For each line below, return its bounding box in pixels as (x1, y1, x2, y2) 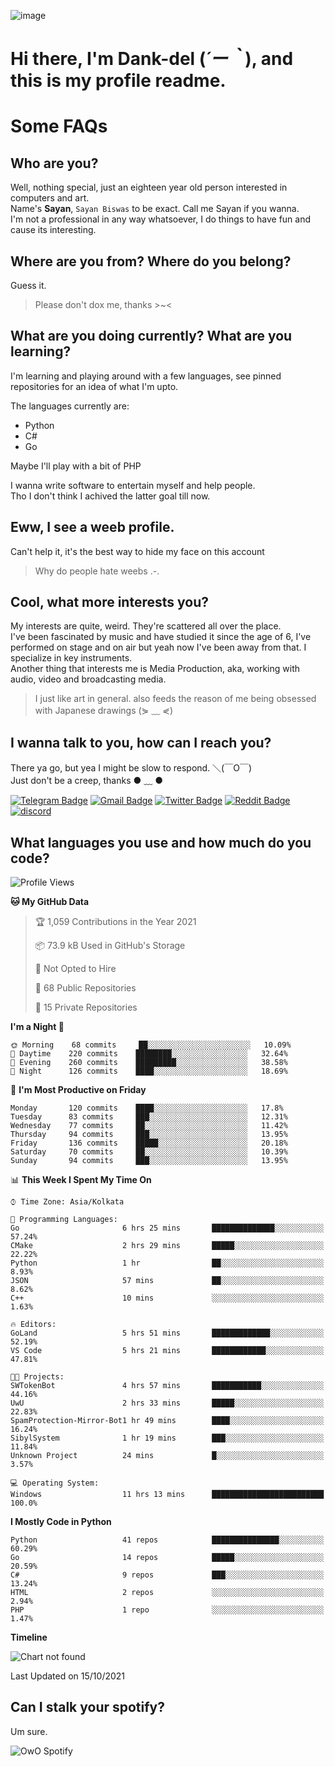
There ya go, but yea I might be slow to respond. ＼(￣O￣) (10, 762, 253, 774)
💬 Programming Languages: (10, 1215, 118, 1225)
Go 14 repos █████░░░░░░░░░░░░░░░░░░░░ (10, 1553, 325, 1563)
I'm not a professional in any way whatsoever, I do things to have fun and (10, 213, 312, 225)
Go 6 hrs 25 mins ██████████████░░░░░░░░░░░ (10, 1223, 325, 1234)
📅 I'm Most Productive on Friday (10, 1084, 147, 1096)
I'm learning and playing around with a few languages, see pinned (10, 370, 282, 382)
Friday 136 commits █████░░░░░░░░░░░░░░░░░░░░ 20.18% (10, 1138, 288, 1149)
